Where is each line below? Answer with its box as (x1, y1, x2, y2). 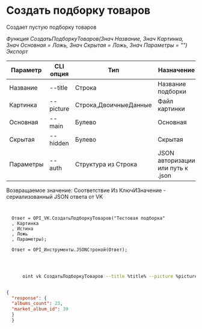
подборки (158, 87, 186, 95)
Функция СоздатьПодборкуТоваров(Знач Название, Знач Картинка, (6, 35, 184, 42)
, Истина (11, 226, 34, 232)
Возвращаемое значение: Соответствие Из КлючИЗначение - (6, 187, 167, 194)
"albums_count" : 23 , (11, 301, 63, 307)
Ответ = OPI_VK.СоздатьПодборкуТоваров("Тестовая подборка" (11, 215, 165, 221)
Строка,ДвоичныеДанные (75, 100, 152, 109)
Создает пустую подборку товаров (6, 23, 97, 31)
